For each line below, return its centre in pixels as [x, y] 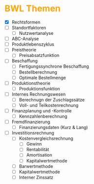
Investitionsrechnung [33, 133]
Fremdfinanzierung [31, 122]
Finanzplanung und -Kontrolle [42, 110]
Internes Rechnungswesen [38, 94]
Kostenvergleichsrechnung [46, 138]
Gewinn [34, 144]
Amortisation [39, 155]
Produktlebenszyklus [33, 44]
